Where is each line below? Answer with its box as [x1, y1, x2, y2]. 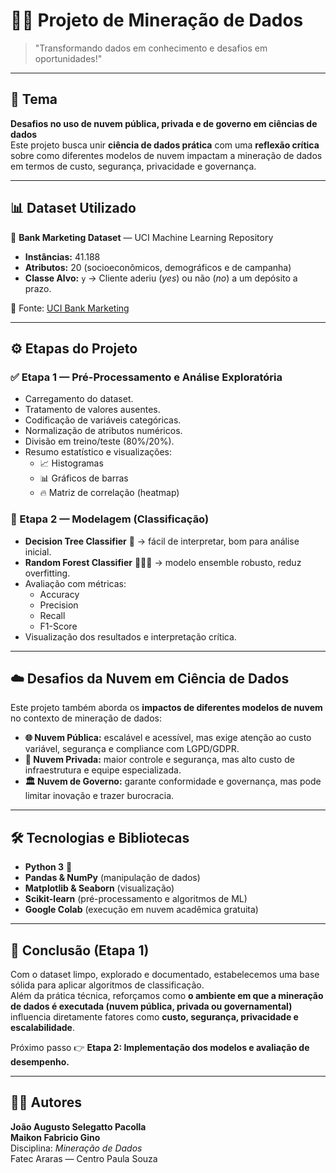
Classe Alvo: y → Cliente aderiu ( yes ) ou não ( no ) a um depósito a [24, 272, 298, 284]
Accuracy [39, 588, 80, 600]
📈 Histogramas [39, 457, 104, 469]
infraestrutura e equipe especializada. [24, 764, 182, 776]
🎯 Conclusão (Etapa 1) [10, 942, 150, 959]
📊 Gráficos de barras [39, 472, 129, 484]
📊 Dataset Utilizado [10, 200, 137, 217]
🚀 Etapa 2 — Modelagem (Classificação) [10, 512, 210, 526]
